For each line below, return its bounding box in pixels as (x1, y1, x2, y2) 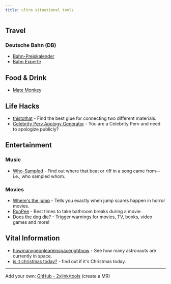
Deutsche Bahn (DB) (5, 41, 56, 48)
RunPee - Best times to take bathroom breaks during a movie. (12, 208, 142, 214)
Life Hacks (5, 101, 40, 110)
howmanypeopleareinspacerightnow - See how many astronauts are (12, 247, 156, 253)
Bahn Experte (12, 59, 42, 65)
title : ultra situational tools (5, 7, 74, 13)
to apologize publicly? (12, 126, 59, 132)
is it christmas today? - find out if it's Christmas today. (12, 258, 126, 264)
